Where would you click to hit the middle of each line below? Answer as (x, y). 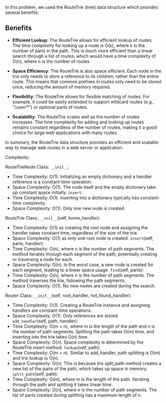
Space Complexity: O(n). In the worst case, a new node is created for (83, 265)
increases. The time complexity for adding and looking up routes (78, 122)
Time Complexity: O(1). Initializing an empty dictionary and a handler (82, 176)
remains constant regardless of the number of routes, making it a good (84, 127)
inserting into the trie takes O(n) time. (51, 337)
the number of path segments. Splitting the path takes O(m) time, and (83, 331)
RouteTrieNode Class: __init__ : (37, 167)
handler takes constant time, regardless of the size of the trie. (75, 233)
